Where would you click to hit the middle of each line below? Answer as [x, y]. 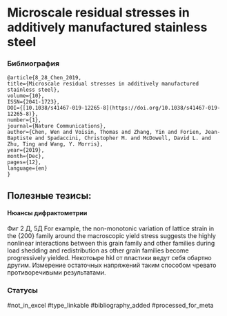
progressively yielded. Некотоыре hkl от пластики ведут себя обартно [109, 258]
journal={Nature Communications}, [57, 126]
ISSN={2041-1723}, [33, 102]
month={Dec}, [26, 157]
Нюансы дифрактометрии [47, 213]
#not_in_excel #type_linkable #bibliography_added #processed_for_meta [110, 306]
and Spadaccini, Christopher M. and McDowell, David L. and [123, 138]
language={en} [28, 168]
